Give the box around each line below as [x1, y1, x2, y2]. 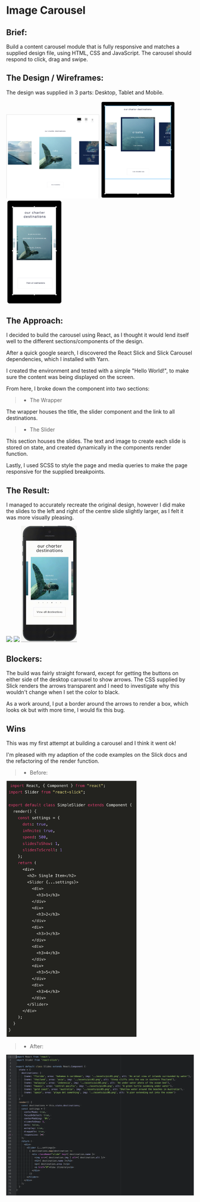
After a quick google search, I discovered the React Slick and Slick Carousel [6, 349, 192, 356]
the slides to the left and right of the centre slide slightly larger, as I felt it [6, 508, 184, 515]
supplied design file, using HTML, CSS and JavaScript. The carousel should [6, 49, 192, 57]
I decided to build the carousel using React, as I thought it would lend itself [6, 331, 189, 338]
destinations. [6, 415, 38, 422]
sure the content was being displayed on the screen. [6, 374, 135, 381]
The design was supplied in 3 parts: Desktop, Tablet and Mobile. [6, 89, 164, 96]
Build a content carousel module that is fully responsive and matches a [6, 43, 180, 50]
